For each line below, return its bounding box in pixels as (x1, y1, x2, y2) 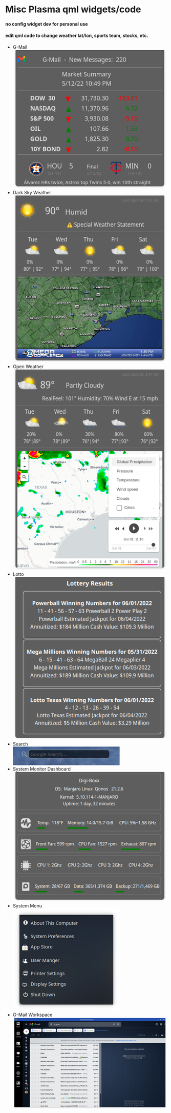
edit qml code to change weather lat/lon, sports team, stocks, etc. (5, 32, 148, 39)
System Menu (12, 903, 42, 909)
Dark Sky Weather (12, 189, 51, 195)
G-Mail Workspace (12, 1011, 53, 1018)
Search (12, 741, 28, 747)
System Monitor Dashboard (12, 766, 71, 772)
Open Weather (12, 363, 44, 370)
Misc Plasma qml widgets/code (5, 4, 141, 15)
